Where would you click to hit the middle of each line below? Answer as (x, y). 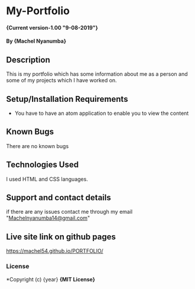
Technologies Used (42, 165)
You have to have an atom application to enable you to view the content (102, 113)
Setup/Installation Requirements (67, 99)
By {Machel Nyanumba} (36, 41)
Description (28, 60)
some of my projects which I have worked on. (61, 81)
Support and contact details (58, 198)
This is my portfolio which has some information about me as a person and (97, 74)
